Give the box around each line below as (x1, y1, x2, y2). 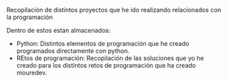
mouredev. (16, 68, 48, 77)
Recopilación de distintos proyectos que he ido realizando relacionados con (6, 6, 222, 14)
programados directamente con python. (16, 47, 130, 55)
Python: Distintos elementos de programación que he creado (16, 40, 190, 47)
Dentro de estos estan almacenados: (6, 27, 111, 34)
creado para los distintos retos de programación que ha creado (16, 61, 196, 69)
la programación (6, 13, 53, 21)
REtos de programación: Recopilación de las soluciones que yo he (16, 54, 205, 62)
